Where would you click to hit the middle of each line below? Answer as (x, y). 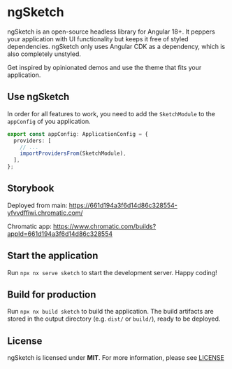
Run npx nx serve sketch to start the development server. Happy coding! (113, 272)
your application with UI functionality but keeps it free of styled (98, 39)
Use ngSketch (38, 97)
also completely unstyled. (44, 54)
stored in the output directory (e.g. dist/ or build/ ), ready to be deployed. (114, 319)
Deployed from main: (37, 205)
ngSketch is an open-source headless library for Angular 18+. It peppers (111, 32)
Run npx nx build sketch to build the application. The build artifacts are (111, 312)
